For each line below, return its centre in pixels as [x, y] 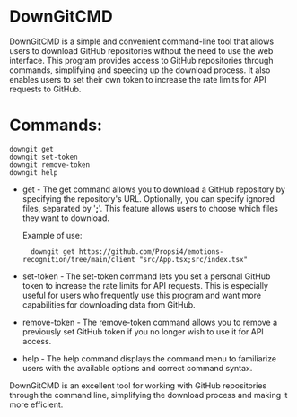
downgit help [34, 172]
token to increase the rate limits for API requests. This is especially [145, 285]
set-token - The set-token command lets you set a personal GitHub [146, 276]
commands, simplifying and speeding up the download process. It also [140, 70]
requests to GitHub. [45, 89]
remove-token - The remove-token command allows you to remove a [150, 322]
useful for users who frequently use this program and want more [142, 295]
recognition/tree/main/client [79, 259]
